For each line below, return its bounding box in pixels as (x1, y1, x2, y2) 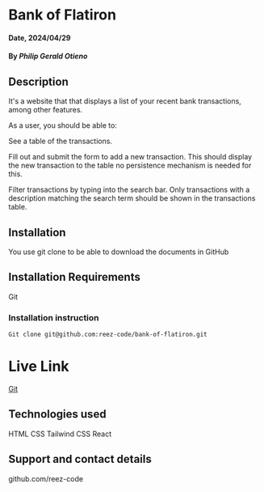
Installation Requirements (8, 270, 141, 284)
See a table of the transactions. (8, 136, 113, 146)
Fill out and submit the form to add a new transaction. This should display (8, 152, 253, 162)
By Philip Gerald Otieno (8, 51, 88, 61)
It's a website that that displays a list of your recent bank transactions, (8, 96, 242, 106)
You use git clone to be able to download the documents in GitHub (8, 247, 229, 257)
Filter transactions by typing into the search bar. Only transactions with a (8, 184, 250, 195)
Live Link (8, 358, 70, 375)
